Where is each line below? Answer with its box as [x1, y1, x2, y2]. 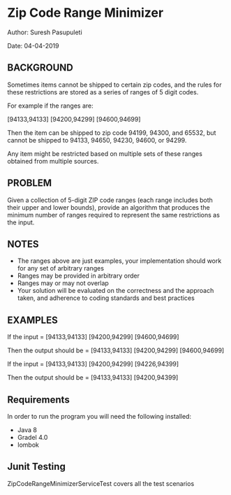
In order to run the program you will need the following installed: [7, 412, 192, 420]
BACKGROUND [7, 62, 73, 74]
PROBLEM [7, 177, 52, 189]
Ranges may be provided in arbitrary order [17, 271, 140, 280]
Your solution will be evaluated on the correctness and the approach [17, 287, 214, 295]
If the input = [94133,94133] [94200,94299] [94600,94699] [7, 333, 179, 341]
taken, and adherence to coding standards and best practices [17, 294, 195, 302]
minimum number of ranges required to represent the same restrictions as [7, 210, 220, 219]
